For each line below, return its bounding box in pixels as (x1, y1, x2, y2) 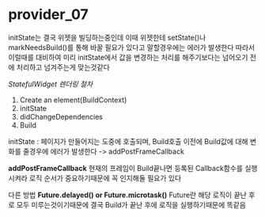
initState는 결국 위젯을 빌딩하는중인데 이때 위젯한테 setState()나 (8, 32, 206, 42)
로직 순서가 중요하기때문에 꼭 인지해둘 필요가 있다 (28, 173, 182, 183)
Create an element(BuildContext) (19, 95, 127, 105)
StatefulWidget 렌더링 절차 (8, 79, 93, 89)
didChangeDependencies (19, 112, 103, 121)
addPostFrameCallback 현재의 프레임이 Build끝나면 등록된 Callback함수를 (8, 163, 244, 173)
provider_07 (8, 6, 89, 24)
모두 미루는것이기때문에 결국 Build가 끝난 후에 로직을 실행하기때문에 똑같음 (16, 200, 247, 209)
